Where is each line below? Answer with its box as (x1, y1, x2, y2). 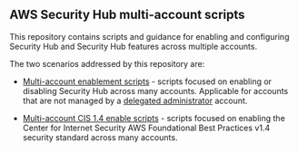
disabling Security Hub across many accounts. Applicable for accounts (22, 85, 289, 96)
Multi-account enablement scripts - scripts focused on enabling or (22, 76, 273, 87)
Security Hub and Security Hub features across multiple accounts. (9, 41, 257, 52)
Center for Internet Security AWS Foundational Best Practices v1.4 (22, 122, 271, 133)
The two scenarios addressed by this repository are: (9, 58, 205, 69)
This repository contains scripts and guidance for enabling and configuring (9, 31, 290, 42)
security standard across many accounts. (22, 131, 178, 143)
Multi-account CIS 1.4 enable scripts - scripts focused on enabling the (22, 112, 286, 123)
